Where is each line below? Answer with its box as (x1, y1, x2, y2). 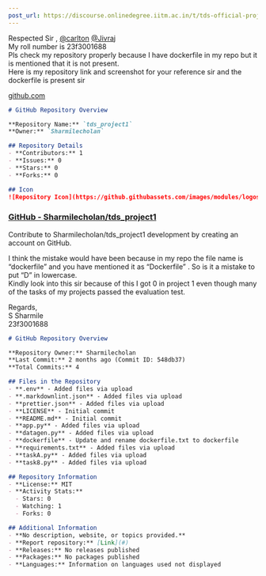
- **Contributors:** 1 (8, 150, 83, 157)
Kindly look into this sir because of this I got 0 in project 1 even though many (8, 279, 257, 288)
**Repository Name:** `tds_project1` (8, 120, 133, 128)
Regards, (8, 302, 38, 312)
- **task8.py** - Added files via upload (8, 458, 147, 467)
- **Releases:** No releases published (8, 546, 140, 554)
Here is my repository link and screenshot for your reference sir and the (8, 66, 242, 76)
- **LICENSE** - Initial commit (8, 407, 115, 415)
